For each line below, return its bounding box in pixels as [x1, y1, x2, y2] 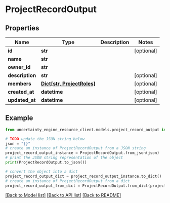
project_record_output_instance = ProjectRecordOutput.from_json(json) [5, 150, 159, 155]
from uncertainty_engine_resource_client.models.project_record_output [5, 127, 159, 132]
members [8, 80, 31, 87]
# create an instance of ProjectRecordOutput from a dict [5, 178, 130, 183]
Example [5, 114, 33, 123]
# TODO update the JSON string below [5, 136, 85, 141]
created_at [8, 89, 34, 95]
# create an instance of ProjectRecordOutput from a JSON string [5, 146, 146, 151]
